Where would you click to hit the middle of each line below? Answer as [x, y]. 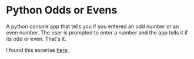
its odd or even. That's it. [36, 39]
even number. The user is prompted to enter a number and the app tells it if [97, 32]
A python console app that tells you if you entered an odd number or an [93, 26]
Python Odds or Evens [62, 10]
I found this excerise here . [38, 50]
